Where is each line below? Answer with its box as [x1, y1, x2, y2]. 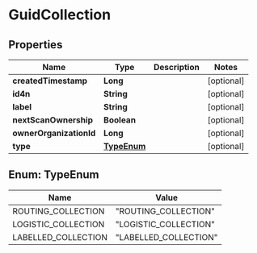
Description [153, 62, 200, 73]
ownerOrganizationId [12, 127, 96, 139]
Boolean [103, 114, 136, 126]
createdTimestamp [12, 75, 87, 86]
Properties [8, 38, 63, 52]
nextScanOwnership [12, 114, 94, 126]
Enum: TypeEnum [8, 168, 99, 182]
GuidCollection [8, 6, 112, 24]
